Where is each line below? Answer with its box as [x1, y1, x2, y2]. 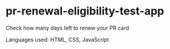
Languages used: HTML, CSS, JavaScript [5, 36, 109, 43]
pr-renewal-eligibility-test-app [5, 4, 165, 18]
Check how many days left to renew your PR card [5, 24, 129, 31]
